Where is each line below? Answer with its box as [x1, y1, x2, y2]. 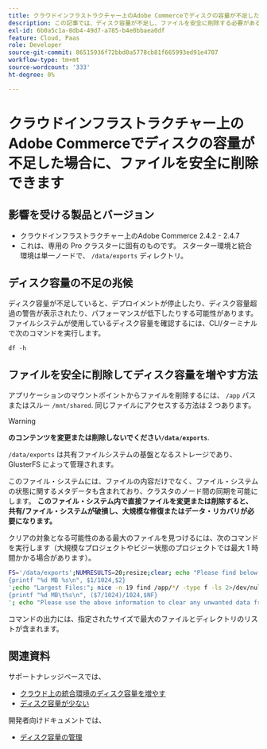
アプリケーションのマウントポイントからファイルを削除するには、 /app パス [8, 390, 257, 400]
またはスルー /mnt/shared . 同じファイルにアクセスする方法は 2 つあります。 [8, 401, 256, 410]
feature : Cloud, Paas [8, 33, 80, 42]
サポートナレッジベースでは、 [8, 672, 106, 681]
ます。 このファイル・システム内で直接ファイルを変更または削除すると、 [14, 496, 253, 506]
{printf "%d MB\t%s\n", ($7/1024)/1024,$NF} [8, 591, 158, 599]
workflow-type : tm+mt [8, 56, 80, 64]
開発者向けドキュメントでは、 [8, 716, 106, 725]
